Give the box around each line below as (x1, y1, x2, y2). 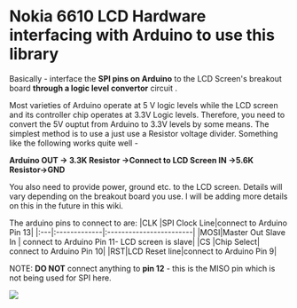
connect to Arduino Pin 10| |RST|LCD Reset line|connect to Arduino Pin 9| (9, 246, 277, 257)
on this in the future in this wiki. (9, 200, 124, 210)
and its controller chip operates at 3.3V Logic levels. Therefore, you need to (9, 109, 285, 120)
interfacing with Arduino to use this (9, 25, 275, 45)
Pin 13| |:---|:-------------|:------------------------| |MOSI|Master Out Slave (9, 226, 286, 237)
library (9, 44, 59, 64)
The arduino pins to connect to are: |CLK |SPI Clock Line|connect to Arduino (9, 217, 288, 228)
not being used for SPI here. (9, 272, 113, 283)
